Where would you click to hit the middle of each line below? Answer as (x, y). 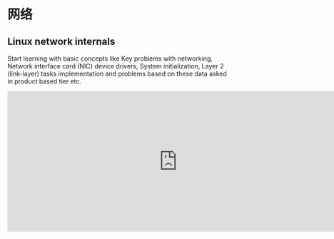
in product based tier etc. (45, 81)
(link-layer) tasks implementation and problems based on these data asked (117, 73)
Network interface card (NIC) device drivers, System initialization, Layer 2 (116, 66)
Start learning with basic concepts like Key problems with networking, (110, 59)
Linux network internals (61, 41)
